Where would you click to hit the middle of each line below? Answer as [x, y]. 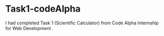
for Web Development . [29, 28]
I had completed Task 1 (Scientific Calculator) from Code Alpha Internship [82, 23]
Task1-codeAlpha [43, 9]
